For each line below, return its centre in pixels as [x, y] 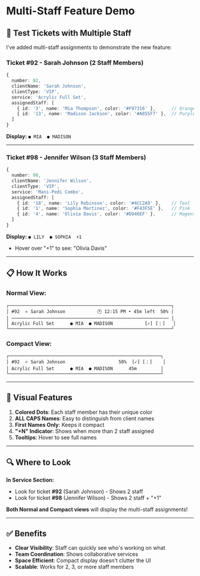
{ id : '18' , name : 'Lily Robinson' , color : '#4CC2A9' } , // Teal [104, 203]
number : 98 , [26, 175]
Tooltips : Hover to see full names [56, 437]
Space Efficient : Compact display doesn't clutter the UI [83, 560]
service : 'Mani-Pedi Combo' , [48, 192]
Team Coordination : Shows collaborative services [76, 554]
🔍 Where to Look [39, 462]
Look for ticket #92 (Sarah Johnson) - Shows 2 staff [79, 491]
